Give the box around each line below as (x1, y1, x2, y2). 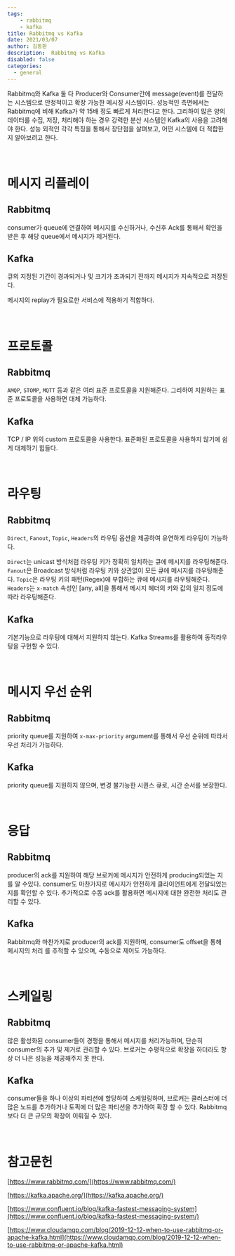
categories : (7, 63, 42, 70)
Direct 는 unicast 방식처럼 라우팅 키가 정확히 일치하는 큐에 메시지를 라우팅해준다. (7, 558, 229, 566)
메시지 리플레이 (7, 175, 90, 191)
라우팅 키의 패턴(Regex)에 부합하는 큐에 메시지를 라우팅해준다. (39, 575, 210, 584)
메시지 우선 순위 (7, 684, 93, 700)
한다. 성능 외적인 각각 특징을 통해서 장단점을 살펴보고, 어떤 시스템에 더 (14, 124, 206, 133)
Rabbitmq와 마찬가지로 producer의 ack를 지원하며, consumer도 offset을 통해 (7, 937, 222, 946)
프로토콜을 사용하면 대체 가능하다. (14, 395, 107, 403)
